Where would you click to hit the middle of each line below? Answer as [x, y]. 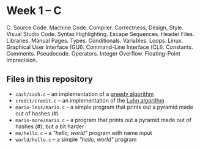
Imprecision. [22, 60]
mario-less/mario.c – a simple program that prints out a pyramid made [104, 107]
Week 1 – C [34, 11]
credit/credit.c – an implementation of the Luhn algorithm [90, 100]
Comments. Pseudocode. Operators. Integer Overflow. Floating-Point [93, 53]
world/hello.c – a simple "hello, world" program [76, 139]
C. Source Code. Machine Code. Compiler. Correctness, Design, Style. [95, 27]
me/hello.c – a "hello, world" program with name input [83, 133]
